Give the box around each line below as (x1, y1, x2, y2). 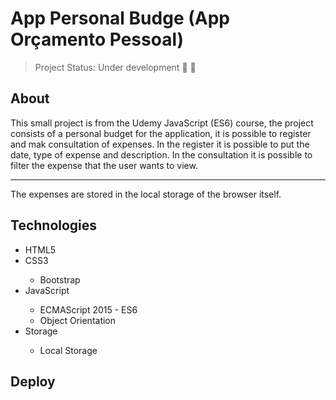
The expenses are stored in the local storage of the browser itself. (10, 188, 282, 200)
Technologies (10, 217, 98, 234)
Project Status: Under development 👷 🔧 (34, 61, 197, 73)
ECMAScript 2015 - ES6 (39, 303, 138, 316)
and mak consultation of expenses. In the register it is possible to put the (10, 138, 310, 150)
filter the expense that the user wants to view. (10, 159, 198, 171)
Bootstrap (39, 273, 81, 286)
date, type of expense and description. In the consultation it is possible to (10, 148, 313, 161)
